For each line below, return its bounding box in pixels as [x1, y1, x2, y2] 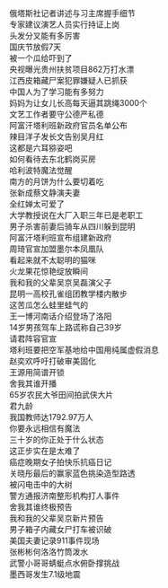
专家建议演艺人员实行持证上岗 [9, 19, 119, 30]
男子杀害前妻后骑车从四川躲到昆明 [9, 221, 136, 232]
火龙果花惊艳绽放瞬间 [9, 266, 88, 276]
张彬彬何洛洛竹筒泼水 [9, 547, 88, 557]
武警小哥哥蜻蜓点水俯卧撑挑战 [9, 557, 119, 568]
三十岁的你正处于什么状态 [9, 434, 104, 444]
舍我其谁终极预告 [9, 502, 73, 512]
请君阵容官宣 [9, 333, 57, 344]
